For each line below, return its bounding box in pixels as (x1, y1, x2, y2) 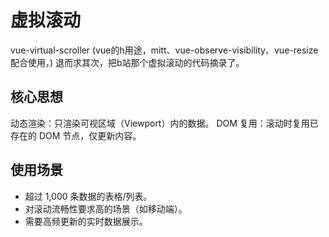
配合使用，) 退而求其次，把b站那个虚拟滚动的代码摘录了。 (10, 56, 245, 68)
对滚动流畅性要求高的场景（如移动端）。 (24, 202, 188, 215)
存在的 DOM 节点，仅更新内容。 (10, 129, 142, 141)
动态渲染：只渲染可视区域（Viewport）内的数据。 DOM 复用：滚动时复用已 (10, 117, 319, 129)
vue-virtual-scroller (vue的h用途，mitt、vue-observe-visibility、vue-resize (10, 44, 319, 56)
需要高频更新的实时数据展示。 (24, 215, 148, 227)
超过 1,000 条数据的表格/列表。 (24, 190, 153, 202)
